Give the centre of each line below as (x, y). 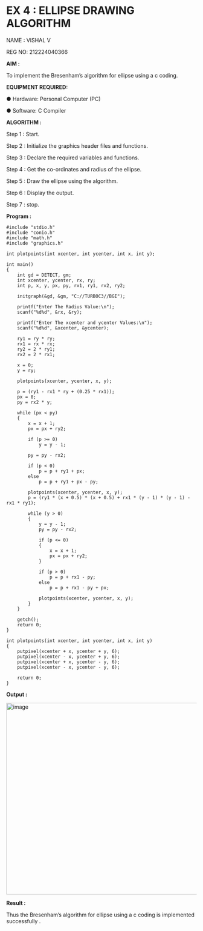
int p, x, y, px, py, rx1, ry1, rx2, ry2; (71, 285)
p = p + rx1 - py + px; (79, 588)
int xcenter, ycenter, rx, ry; (56, 280)
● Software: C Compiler (36, 110)
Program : (19, 216)
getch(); (28, 619)
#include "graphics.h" (35, 243)
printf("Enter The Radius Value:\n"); (66, 306)
